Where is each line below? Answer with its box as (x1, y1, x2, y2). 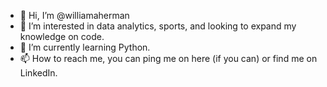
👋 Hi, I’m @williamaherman (19, 10, 130, 21)
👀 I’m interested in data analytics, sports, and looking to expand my (19, 20, 297, 32)
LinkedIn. (19, 67, 58, 79)
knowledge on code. (19, 31, 105, 42)
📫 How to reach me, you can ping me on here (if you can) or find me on (19, 53, 318, 64)
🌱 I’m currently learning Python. (19, 41, 151, 53)
